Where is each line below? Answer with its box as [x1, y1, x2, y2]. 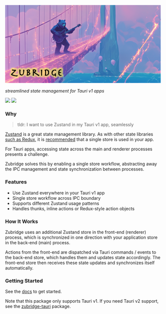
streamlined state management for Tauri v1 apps [5, 88, 105, 93]
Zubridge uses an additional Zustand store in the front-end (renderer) [5, 229, 147, 235]
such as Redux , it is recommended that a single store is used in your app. [5, 136, 154, 142]
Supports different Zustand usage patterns [12, 200, 100, 206]
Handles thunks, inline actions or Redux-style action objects [12, 205, 135, 212]
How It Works [5, 218, 39, 224]
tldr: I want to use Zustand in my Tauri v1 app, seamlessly [17, 122, 134, 128]
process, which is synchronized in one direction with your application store [5, 234, 158, 240]
